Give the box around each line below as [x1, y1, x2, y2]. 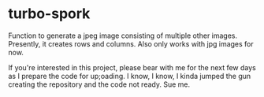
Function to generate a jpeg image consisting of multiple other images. [8, 31, 238, 40]
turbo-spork [8, 5, 91, 23]
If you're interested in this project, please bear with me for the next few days [8, 62, 256, 72]
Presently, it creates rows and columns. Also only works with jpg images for [8, 39, 254, 48]
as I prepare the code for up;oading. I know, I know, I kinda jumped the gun [8, 71, 251, 80]
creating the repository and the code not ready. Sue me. [8, 80, 191, 89]
